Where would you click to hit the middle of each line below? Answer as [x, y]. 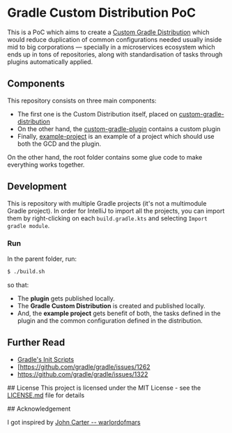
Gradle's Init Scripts [46, 359]
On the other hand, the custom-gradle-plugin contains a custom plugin [119, 129]
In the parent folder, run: [42, 259]
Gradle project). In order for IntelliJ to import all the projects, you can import [116, 211]
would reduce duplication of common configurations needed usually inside [115, 39]
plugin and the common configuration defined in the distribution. [110, 320]
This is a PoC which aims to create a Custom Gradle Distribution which [109, 32]
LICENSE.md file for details [46, 395]
